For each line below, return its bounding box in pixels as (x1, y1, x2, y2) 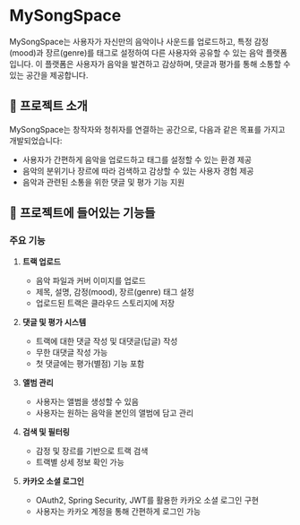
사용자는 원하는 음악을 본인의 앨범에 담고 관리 (35, 408, 194, 418)
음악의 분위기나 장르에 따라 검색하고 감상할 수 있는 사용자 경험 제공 (21, 165, 254, 176)
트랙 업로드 (21, 256, 61, 267)
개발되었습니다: (9, 135, 63, 146)
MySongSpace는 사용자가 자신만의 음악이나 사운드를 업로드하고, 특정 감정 (9, 36, 270, 47)
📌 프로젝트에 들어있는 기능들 (9, 205, 156, 220)
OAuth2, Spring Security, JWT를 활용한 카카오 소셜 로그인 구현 (35, 495, 260, 506)
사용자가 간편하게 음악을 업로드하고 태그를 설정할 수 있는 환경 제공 (21, 154, 253, 165)
